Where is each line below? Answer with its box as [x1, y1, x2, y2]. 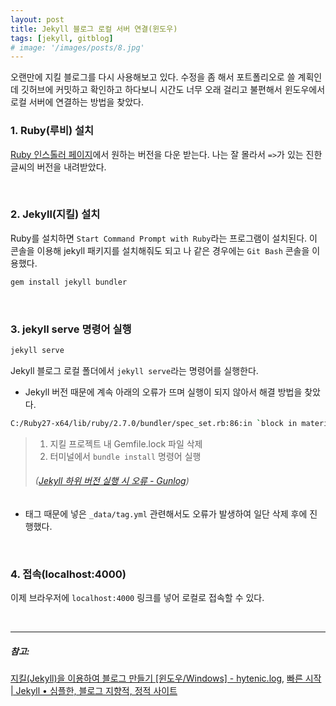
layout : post [10, 14, 65, 25]
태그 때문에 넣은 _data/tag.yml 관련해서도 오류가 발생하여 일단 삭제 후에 [24, 507, 308, 520]
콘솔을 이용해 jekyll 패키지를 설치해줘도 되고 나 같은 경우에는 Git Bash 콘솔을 [10, 244, 310, 256]
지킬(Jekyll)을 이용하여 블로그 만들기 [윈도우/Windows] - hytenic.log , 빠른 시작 [10, 672, 322, 685]
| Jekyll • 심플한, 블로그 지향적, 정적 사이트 [10, 685, 178, 697]
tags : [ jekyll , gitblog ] [10, 33, 114, 43]
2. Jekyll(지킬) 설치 [10, 207, 101, 221]
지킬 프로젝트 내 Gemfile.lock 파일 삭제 [49, 437, 203, 450]
